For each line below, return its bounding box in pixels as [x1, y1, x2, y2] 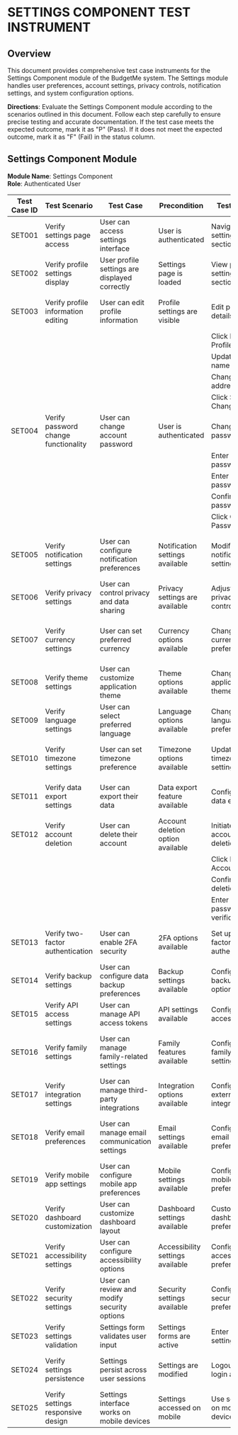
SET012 [11, 829, 39, 839]
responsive [45, 1407, 83, 1417]
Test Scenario [45, 200, 93, 210]
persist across [99, 1364, 147, 1374]
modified [158, 1369, 188, 1379]
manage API [99, 1009, 140, 1019]
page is [158, 268, 183, 278]
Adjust [211, 583, 233, 593]
